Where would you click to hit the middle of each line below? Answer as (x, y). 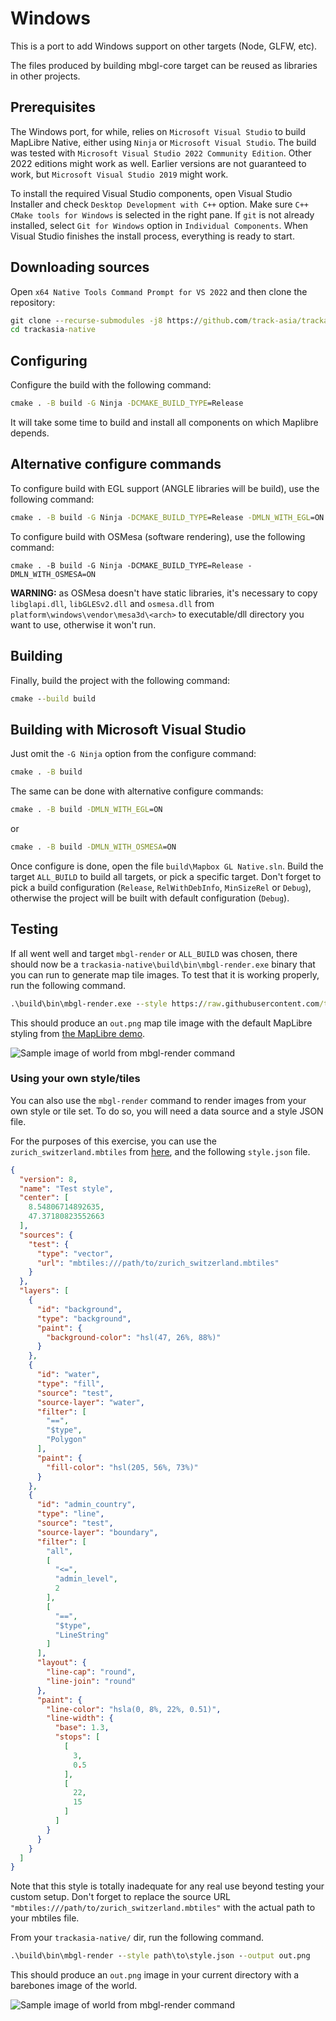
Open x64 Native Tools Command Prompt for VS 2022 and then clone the (159, 291)
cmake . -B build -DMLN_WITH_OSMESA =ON (93, 847)
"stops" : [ (77, 1737)
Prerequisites (53, 107)
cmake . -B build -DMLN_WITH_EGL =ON (86, 810)
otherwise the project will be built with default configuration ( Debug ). (150, 898)
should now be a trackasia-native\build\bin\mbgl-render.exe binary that (163, 964)
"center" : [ (44, 1198)
